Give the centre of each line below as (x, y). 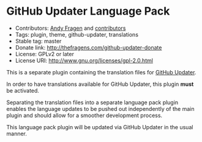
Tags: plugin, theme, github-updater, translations (77, 34)
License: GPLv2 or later (45, 54)
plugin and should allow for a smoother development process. (84, 115)
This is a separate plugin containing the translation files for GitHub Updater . (101, 72)
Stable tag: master (38, 41)
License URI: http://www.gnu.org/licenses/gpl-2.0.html (84, 60)
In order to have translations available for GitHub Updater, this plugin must (100, 84)
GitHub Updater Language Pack (88, 11)
